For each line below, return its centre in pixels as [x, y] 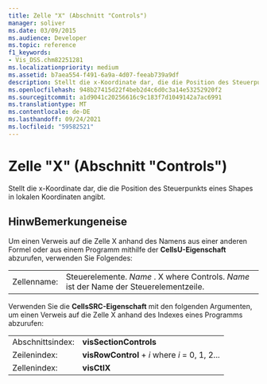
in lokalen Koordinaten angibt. [57, 197]
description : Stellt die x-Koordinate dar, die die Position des [118, 82]
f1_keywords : [30, 53]
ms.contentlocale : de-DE [49, 112]
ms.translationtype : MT [48, 104]
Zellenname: [35, 281]
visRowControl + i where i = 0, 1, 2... [151, 355]
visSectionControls [120, 342]
